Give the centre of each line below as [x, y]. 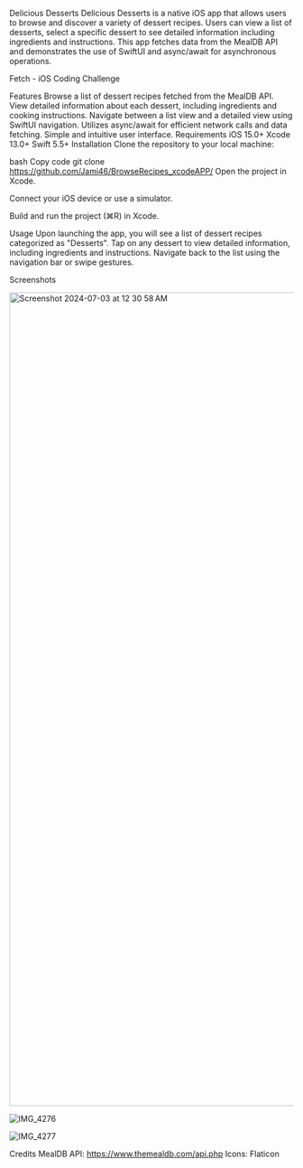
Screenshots [33, 280]
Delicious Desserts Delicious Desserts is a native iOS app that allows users [148, 13]
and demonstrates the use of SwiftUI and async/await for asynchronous [143, 52]
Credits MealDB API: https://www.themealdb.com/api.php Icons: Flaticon [144, 1154]
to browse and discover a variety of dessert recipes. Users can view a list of [151, 23]
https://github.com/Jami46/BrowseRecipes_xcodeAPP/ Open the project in [148, 171]
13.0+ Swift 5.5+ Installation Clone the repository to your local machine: [142, 144]
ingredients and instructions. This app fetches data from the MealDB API [143, 42]
